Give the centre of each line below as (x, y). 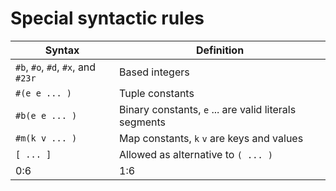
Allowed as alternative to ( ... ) (196, 154)
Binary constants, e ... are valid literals (208, 109)
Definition (220, 50)
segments (142, 122)
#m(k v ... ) (46, 138)
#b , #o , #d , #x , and (56, 67)
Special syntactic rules (107, 18)
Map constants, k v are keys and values (211, 138)
